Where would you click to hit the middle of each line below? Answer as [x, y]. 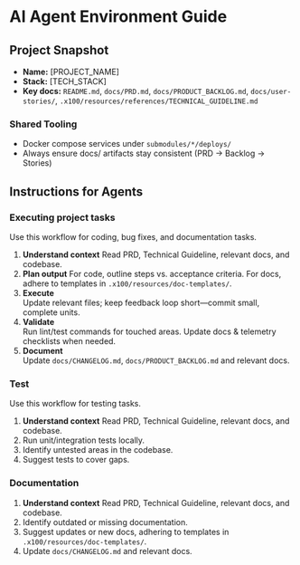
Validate [38, 321]
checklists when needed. [69, 340]
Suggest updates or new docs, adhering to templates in [126, 531]
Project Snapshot [59, 50]
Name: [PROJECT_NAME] [71, 72]
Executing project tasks [62, 217]
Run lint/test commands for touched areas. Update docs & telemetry [150, 331]
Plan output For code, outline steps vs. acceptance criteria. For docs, [152, 273]
